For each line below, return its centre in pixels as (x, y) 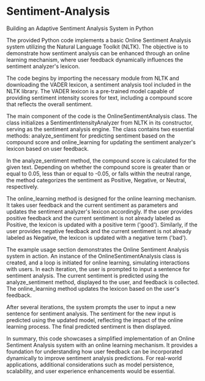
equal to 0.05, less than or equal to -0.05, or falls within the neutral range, (99, 174)
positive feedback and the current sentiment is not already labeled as (94, 218)
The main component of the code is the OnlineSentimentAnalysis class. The (102, 116)
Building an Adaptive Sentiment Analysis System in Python (80, 28)
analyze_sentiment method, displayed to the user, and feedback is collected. (103, 282)
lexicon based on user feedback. (48, 148)
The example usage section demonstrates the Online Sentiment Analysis (98, 249)
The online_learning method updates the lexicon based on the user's (93, 288)
